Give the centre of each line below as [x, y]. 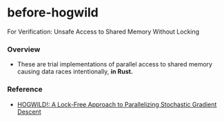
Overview [24, 49]
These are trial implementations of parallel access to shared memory [114, 64]
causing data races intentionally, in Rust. [75, 72]
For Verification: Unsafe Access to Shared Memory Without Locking [103, 32]
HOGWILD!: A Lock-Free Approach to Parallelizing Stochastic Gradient [117, 104]
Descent [29, 112]
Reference [25, 89]
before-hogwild [53, 13]
